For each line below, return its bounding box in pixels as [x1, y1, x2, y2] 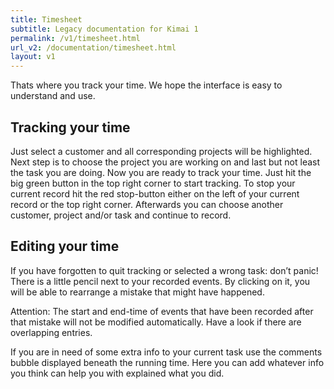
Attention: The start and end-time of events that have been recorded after [10, 305, 314, 317]
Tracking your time [10, 119, 131, 136]
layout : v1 [10, 52, 56, 62]
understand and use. [10, 90, 96, 102]
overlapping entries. [10, 326, 93, 338]
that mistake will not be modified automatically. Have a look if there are [10, 316, 302, 328]
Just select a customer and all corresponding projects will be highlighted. [10, 145, 313, 157]
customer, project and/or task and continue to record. [10, 209, 232, 221]
